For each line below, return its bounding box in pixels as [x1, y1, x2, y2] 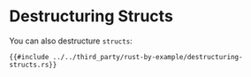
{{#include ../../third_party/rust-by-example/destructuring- [9, 52, 243, 61]
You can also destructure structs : [9, 35, 133, 46]
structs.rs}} [9, 60, 57, 69]
